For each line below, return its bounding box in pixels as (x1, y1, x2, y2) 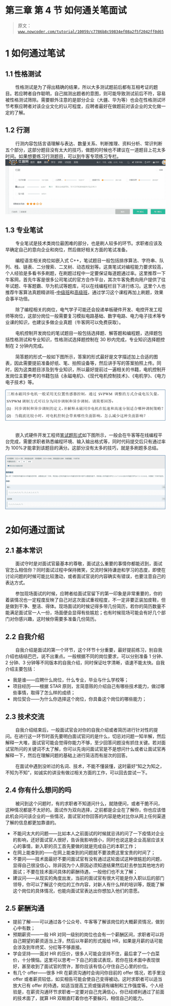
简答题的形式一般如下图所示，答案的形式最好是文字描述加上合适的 (15, 354, 154, 360)
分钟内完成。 (19, 343, 47, 349)
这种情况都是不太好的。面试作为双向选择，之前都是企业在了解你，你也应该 (5, 807, 161, 813)
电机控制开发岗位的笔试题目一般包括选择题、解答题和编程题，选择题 (15, 330, 158, 337)
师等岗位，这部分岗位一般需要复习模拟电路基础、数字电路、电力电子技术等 (5, 313, 161, 319)
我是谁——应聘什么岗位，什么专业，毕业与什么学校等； (12, 677, 129, 683)
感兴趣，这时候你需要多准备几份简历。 (18, 616, 99, 622)
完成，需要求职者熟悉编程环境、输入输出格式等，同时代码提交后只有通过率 (9, 438, 166, 444)
